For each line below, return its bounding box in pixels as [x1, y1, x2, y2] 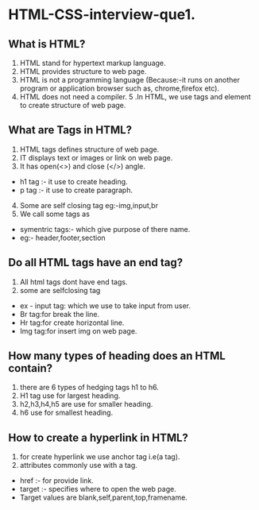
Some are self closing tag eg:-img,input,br [19, 200, 159, 210]
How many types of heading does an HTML [8, 350, 226, 363]
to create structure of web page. [19, 101, 126, 110]
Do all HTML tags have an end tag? [8, 256, 184, 269]
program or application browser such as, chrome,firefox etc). [19, 83, 220, 93]
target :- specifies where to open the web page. [19, 485, 176, 494]
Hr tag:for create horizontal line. [19, 318, 125, 327]
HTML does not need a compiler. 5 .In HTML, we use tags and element [19, 92, 252, 101]
